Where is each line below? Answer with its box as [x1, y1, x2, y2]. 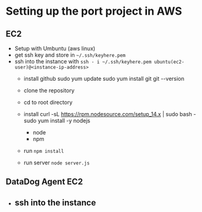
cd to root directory [23, 99, 73, 106]
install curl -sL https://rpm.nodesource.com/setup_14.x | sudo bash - [23, 111, 197, 117]
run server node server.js [23, 159, 90, 166]
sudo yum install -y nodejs [23, 117, 91, 124]
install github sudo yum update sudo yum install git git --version [23, 75, 184, 82]
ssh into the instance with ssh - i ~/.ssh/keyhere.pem [14, 58, 152, 65]
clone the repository [23, 87, 74, 94]
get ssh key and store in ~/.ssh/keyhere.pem [14, 51, 126, 59]
